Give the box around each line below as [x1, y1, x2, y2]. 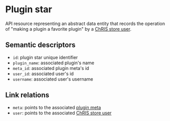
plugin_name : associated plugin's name [12, 60, 94, 66]
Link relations [5, 91, 50, 100]
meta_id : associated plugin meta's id [12, 65, 89, 71]
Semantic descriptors [5, 41, 76, 50]
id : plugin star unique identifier [12, 54, 78, 60]
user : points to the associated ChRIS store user [12, 110, 112, 116]
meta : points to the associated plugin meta [12, 104, 101, 110]
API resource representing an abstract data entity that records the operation [5, 20, 165, 27]
